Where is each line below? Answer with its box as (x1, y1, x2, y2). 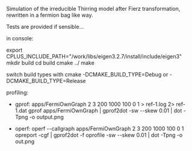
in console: (6, 35, 34, 42)
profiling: (6, 89, 29, 96)
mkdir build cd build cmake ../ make (6, 60, 94, 66)
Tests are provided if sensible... (6, 23, 84, 30)
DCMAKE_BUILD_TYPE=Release (6, 78, 86, 84)
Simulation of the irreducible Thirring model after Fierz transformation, (6, 5, 181, 12)
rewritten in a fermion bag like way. (6, 11, 93, 19)
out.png (14, 138, 35, 145)
